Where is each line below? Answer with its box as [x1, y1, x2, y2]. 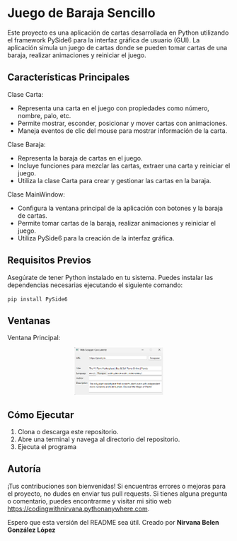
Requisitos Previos [7, 255, 92, 267]
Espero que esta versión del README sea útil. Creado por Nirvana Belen [7, 518, 219, 526]
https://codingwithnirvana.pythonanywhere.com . [7, 504, 150, 513]
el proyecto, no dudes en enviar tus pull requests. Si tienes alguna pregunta [7, 489, 228, 498]
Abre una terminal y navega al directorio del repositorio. [17, 435, 180, 443]
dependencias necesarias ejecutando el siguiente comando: [7, 281, 183, 289]
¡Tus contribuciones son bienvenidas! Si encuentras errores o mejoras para [7, 482, 226, 490]
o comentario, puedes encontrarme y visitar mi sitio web [7, 496, 172, 505]
